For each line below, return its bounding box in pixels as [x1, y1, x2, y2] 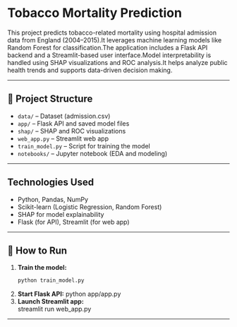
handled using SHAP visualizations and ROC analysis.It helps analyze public [7, 58, 228, 66]
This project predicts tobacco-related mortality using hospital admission [7, 28, 217, 37]
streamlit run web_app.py [17, 305, 92, 314]
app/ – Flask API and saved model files [17, 119, 130, 128]
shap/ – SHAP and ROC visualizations [17, 126, 126, 135]
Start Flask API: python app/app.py [17, 290, 121, 298]
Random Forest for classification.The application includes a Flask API [7, 43, 208, 52]
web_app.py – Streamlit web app [17, 134, 109, 143]
